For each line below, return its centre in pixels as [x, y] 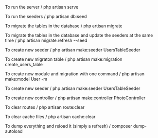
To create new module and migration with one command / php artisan [75, 74]
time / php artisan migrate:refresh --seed [46, 40]
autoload [14, 131]
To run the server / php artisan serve [42, 7]
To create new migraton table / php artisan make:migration [64, 59]
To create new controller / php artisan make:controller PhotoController [75, 98]
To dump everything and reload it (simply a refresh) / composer [69, 126]
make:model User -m [26, 79]
